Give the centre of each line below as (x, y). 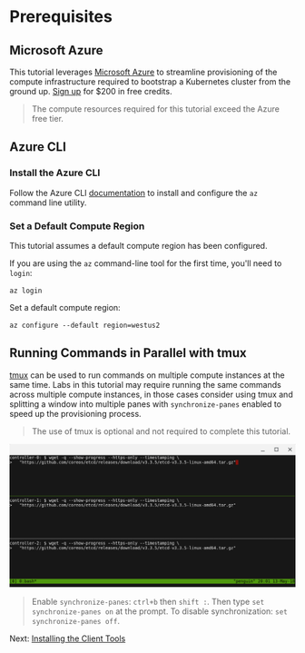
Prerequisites (61, 17)
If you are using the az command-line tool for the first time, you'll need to (146, 263)
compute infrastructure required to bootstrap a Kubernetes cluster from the (150, 82)
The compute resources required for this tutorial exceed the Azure (155, 109)
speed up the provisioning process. (76, 413)
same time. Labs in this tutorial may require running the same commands (145, 384)
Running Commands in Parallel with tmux (128, 353)
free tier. (47, 119)
